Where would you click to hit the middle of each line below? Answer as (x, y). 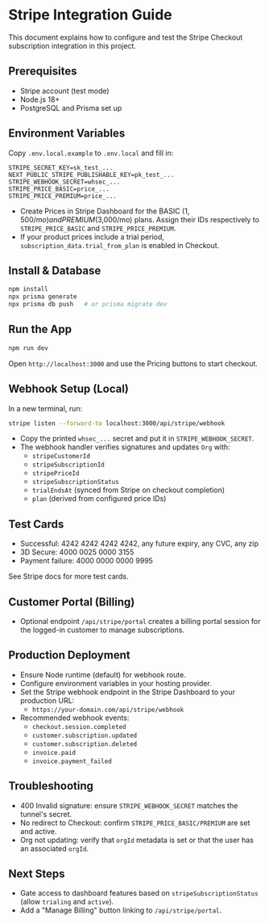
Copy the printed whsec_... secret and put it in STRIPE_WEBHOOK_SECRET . (137, 439)
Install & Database (55, 270)
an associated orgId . (54, 848)
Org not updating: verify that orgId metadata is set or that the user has (137, 840)
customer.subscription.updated (85, 735)
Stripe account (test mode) (65, 91)
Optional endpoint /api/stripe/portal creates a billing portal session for (140, 621)
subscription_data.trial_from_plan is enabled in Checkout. (120, 245)
